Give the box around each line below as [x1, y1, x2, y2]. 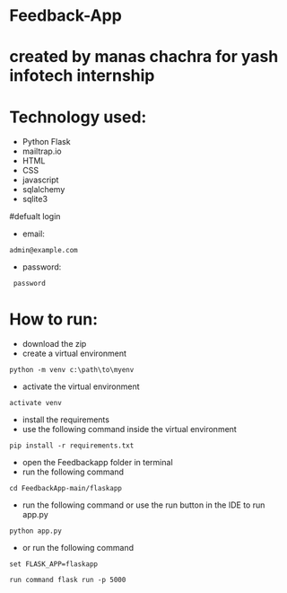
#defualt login [9, 211, 61, 222]
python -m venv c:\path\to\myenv [9, 366, 135, 375]
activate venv [9, 399, 63, 408]
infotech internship [9, 66, 155, 86]
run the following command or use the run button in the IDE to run [22, 500, 265, 510]
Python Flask [22, 137, 71, 147]
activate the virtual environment [22, 381, 141, 392]
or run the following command [22, 543, 135, 553]
